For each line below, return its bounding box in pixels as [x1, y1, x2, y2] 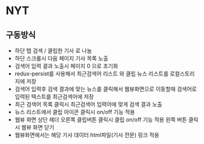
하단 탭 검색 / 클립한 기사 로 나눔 [14, 47, 92, 54]
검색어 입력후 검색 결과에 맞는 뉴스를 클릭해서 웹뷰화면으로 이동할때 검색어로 [14, 85, 197, 93]
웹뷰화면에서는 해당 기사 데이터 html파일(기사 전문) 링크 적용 [14, 131, 160, 138]
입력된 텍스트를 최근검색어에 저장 [14, 93, 94, 100]
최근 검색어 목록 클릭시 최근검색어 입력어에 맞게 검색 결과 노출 [14, 100, 162, 108]
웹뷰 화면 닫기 [21, 124, 55, 131]
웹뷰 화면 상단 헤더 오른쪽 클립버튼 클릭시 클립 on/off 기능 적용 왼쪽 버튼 [14, 116, 187, 123]
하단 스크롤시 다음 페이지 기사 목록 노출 [14, 55, 109, 62]
